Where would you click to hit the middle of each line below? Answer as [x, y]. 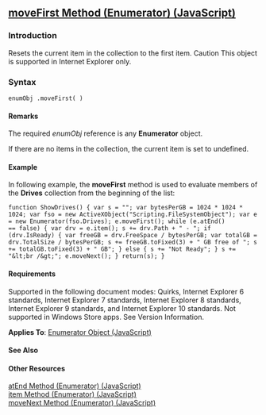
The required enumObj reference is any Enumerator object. [106, 133]
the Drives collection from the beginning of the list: [92, 193]
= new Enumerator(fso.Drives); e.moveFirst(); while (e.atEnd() [117, 221]
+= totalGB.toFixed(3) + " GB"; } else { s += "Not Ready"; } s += [122, 249]
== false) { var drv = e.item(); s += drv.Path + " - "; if [110, 229]
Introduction [33, 36]
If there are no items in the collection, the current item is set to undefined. [129, 149]
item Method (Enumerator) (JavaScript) [73, 394]
